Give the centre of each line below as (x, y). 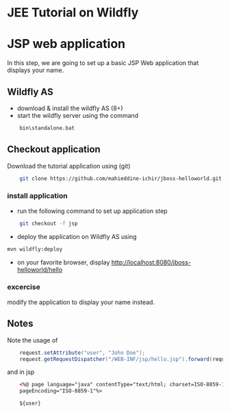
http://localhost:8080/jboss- (151, 262)
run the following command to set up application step (92, 211)
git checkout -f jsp (49, 223)
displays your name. (36, 71)
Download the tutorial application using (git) (69, 166)
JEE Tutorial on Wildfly (73, 13)
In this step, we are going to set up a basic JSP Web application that (103, 63)
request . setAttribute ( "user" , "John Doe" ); (82, 353)
